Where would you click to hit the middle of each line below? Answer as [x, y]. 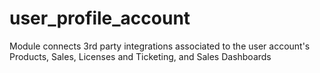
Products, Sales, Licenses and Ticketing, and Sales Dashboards [140, 56]
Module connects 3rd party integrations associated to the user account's [160, 46]
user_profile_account [100, 18]
